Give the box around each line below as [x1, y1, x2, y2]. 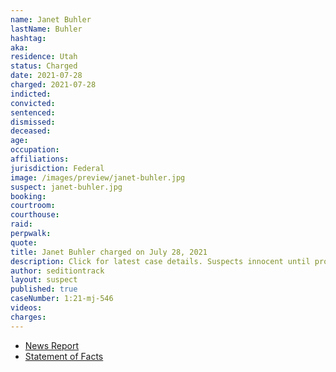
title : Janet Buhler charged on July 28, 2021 [10, 247, 208, 257]
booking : [10, 191, 47, 201]
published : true [10, 284, 78, 295]
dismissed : [10, 117, 56, 127]
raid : [10, 219, 33, 230]
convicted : [10, 98, 56, 108]
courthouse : [10, 210, 60, 220]
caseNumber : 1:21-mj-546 [10, 294, 114, 304]
